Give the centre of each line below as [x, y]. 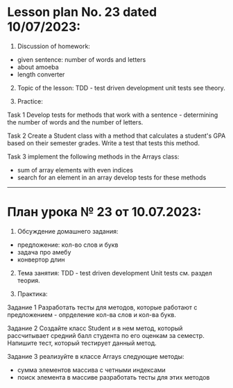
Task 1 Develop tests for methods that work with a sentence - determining [113, 115]
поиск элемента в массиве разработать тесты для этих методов [113, 377]
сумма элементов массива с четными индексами [92, 370]
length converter [41, 74]
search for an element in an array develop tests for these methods [112, 177]
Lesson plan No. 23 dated [82, 12]
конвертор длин [41, 259]
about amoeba [38, 67]
